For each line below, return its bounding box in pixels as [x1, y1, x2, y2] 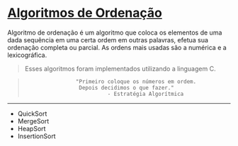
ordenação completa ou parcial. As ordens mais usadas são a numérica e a [7, 43, 227, 51]
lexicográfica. [7, 51, 47, 59]
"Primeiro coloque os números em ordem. [75, 78, 197, 85]
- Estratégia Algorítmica [107, 90, 184, 97]
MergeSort [17, 116, 50, 125]
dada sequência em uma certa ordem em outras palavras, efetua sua [7, 35, 209, 44]
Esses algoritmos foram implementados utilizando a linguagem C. [24, 64, 216, 73]
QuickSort [17, 109, 47, 118]
